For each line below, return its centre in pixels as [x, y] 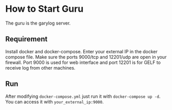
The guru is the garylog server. [38, 23]
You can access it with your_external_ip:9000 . [54, 102]
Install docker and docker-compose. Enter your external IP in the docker [82, 51]
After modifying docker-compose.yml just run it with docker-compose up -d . [83, 96]
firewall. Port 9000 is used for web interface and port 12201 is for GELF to [83, 62]
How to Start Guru [44, 9]
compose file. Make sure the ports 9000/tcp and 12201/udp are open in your [86, 57]
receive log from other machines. [40, 68]
